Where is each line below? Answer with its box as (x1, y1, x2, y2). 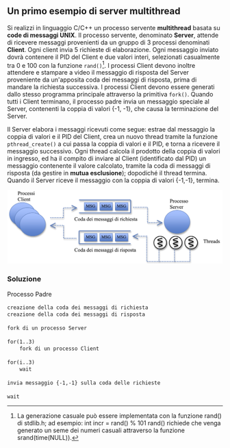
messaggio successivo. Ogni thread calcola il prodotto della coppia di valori (7, 147, 220, 155)
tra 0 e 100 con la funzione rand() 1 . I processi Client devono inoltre (7, 60, 196, 69)
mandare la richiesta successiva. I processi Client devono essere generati (7, 83, 215, 91)
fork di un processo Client (19, 345, 99, 352)
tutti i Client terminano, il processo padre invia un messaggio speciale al (7, 97, 210, 105)
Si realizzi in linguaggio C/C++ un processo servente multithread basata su (7, 23, 220, 32)
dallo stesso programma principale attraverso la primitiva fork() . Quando (7, 90, 214, 99)
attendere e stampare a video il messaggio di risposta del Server (7, 69, 190, 77)
